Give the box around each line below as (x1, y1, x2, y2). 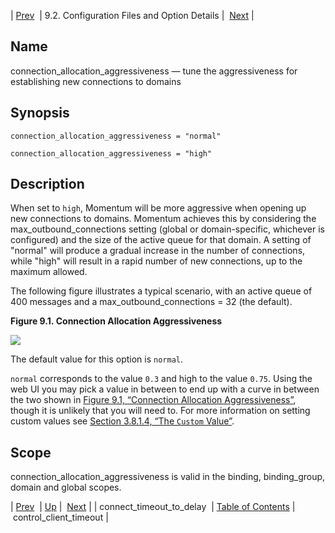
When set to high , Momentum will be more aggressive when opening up (10, 202, 307, 214)
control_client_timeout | (12, 511, 109, 524)
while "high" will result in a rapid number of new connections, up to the (10, 255, 303, 267)
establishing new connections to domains (10, 75, 182, 87)
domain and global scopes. (10, 481, 122, 494)
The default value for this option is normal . (10, 353, 184, 365)
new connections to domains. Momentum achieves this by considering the (10, 213, 317, 225)
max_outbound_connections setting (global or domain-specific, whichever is (10, 223, 325, 235)
